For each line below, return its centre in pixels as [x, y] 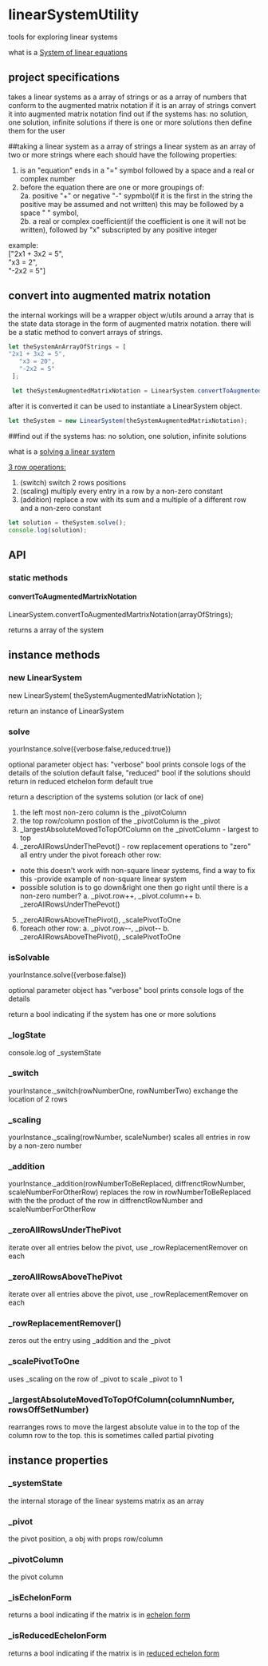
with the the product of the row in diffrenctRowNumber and [106, 1201]
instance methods [54, 655]
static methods [38, 577]
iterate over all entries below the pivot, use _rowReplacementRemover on [128, 1247]
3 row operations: [37, 467]
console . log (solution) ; [48, 530]
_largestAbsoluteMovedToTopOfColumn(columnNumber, [122, 1399]
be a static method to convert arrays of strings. [86, 332]
